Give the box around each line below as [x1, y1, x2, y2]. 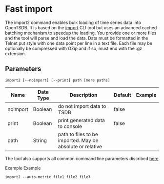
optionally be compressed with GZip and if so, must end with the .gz [5, 45, 143, 51]
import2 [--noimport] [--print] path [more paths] [5, 78, 110, 82]
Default [114, 91, 132, 98]
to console [58, 123, 82, 130]
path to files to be [58, 131, 99, 138]
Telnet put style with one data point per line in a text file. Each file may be [5, 40, 153, 46]
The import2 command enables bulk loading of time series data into [5, 20, 142, 25]
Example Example [5, 165, 41, 171]
